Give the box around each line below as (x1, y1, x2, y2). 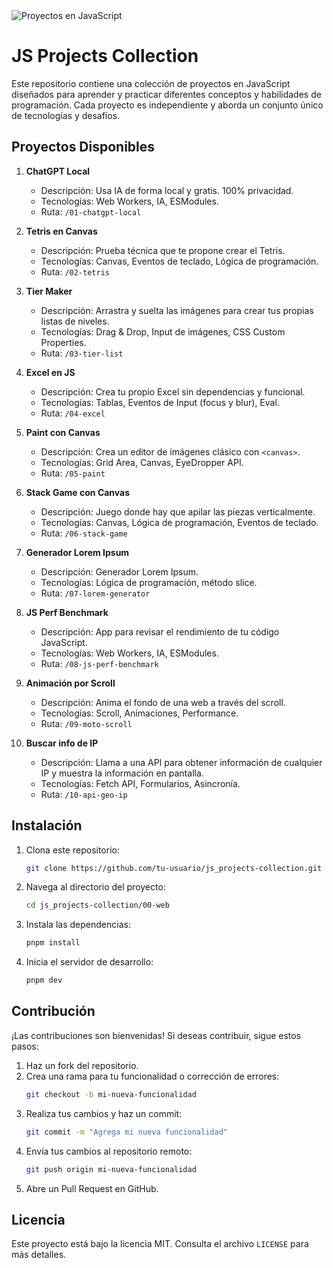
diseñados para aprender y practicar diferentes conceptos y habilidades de (11, 88, 322, 100)
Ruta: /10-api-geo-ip (40, 788, 128, 800)
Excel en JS (25, 366, 76, 378)
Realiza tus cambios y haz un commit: (25, 1107, 183, 1119)
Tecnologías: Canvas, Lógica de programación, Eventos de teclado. (40, 516, 319, 528)
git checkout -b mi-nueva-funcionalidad (25, 1089, 197, 1099)
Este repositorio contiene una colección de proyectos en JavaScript (11, 77, 291, 89)
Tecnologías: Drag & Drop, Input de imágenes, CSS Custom (40, 325, 286, 338)
